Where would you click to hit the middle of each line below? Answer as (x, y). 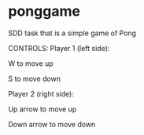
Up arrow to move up (42, 109)
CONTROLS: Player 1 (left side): (59, 48)
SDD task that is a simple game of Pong (72, 33)
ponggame (44, 11)
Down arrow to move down (52, 124)
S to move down (35, 78)
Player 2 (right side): (41, 93)
